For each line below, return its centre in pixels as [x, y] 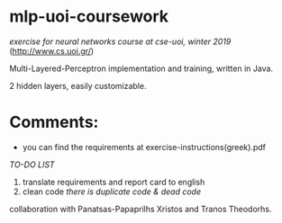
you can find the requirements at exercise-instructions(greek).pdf [144, 147]
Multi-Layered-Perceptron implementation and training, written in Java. [141, 68]
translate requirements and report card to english [114, 182]
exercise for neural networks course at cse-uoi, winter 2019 [120, 41]
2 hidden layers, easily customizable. [78, 85]
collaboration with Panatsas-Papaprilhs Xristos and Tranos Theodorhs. [141, 209]
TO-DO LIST [32, 165]
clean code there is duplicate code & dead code [111, 192]
